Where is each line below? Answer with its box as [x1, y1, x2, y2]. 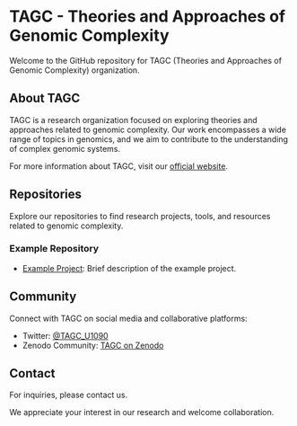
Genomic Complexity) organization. [9, 65, 141, 75]
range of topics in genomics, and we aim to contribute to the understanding [9, 133, 289, 145]
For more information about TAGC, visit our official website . [9, 160, 229, 172]
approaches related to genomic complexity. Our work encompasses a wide [9, 124, 287, 135]
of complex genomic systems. [9, 143, 121, 154]
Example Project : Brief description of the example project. [22, 262, 237, 273]
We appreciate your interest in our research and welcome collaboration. [9, 407, 275, 418]
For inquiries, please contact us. [9, 389, 128, 401]
